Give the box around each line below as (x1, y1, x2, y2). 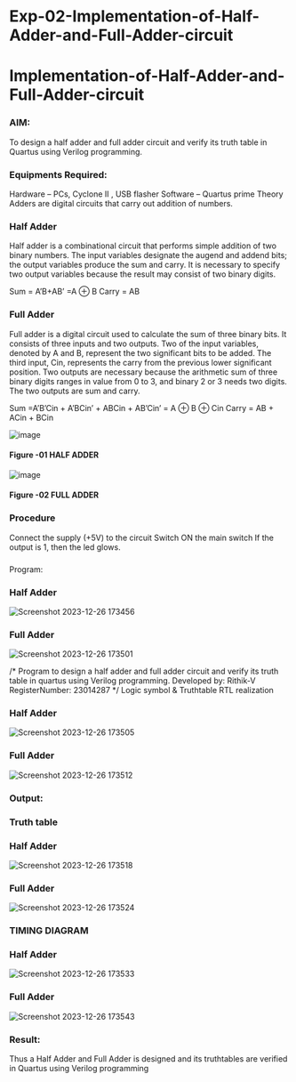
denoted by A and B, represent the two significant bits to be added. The (9, 347, 272, 358)
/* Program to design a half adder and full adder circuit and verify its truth (9, 666, 279, 677)
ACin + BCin (9, 412, 54, 423)
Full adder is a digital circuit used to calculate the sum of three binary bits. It (9, 328, 287, 339)
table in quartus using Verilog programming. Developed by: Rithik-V (9, 675, 256, 686)
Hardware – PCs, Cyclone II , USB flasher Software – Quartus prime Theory (9, 189, 284, 199)
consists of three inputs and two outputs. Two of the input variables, (9, 338, 260, 349)
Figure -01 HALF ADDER (9, 449, 100, 460)
